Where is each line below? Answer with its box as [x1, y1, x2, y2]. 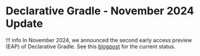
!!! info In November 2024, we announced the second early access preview [5, 36, 192, 43]
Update [5, 17, 43, 30]
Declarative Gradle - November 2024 [5, 4, 195, 18]
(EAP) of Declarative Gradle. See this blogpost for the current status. [5, 43, 176, 50]
